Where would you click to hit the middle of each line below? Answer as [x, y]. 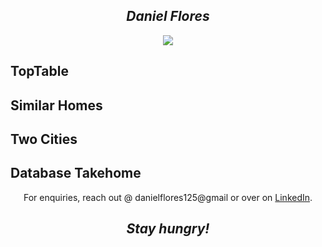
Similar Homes [56, 105]
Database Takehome [76, 173]
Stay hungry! [168, 229]
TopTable [39, 71]
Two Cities [44, 139]
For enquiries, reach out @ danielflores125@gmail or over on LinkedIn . [168, 197]
